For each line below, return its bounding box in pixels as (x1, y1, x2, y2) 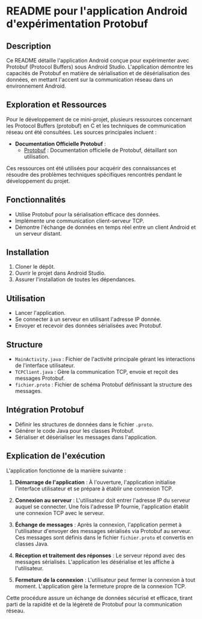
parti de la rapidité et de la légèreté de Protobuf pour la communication (6, 600, 182, 608)
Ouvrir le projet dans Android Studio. (14, 269, 106, 277)
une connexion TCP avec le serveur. (14, 509, 105, 516)
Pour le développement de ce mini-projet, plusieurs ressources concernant (6, 115, 192, 123)
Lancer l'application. (14, 309, 66, 317)
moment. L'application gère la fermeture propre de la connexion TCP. (14, 582, 186, 590)
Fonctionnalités (6, 195, 66, 205)
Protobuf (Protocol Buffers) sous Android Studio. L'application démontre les (6, 63, 194, 70)
